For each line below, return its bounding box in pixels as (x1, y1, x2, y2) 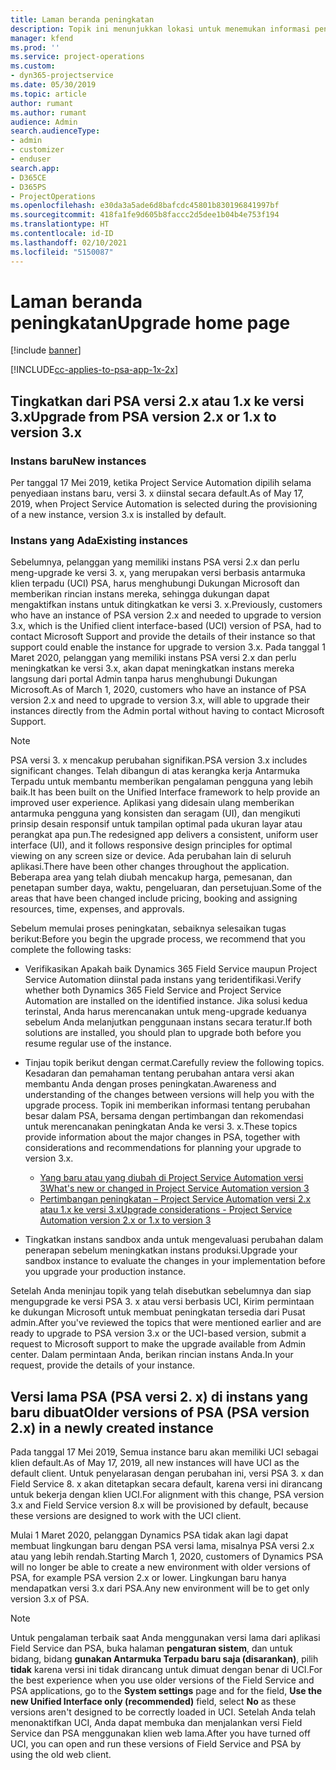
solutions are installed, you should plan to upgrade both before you (24, 1027, 302, 1039)
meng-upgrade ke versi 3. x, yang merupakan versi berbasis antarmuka (10, 567, 306, 579)
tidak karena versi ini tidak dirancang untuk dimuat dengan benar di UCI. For (10, 1664, 323, 1676)
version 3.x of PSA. (10, 1593, 90, 1605)
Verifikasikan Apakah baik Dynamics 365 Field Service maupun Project (24, 963, 318, 975)
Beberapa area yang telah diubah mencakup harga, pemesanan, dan (10, 871, 293, 883)
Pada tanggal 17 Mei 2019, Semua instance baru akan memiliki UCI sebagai (10, 1446, 319, 1458)
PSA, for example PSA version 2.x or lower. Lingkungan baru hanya (10, 1572, 287, 1584)
